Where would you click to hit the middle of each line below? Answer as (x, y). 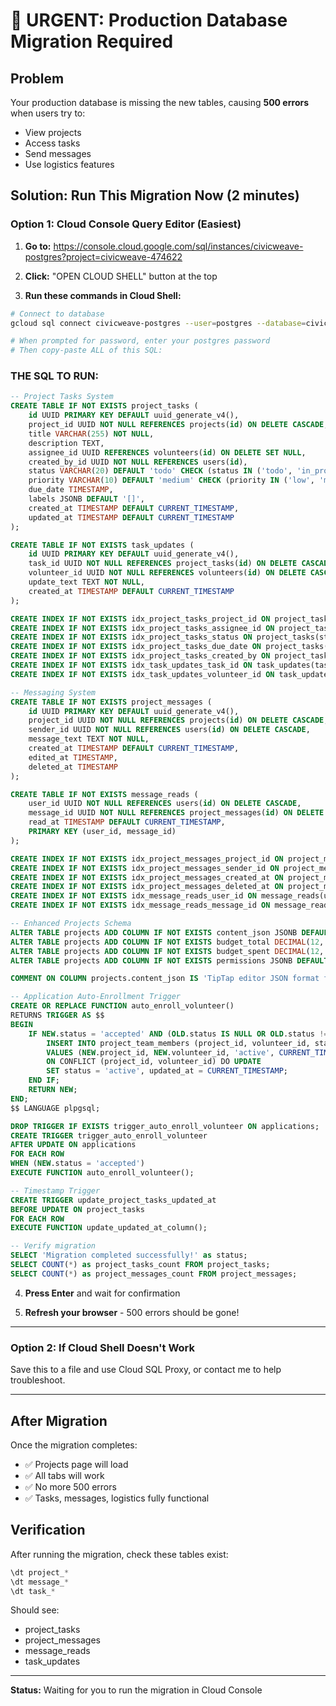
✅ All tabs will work (64, 1475)
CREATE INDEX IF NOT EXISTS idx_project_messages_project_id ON (147, 859)
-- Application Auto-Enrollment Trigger (96, 997)
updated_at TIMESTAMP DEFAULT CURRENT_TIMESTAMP (131, 517)
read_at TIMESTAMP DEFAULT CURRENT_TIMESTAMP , (127, 822)
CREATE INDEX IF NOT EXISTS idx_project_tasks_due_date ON (136, 647)
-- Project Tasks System (62, 397)
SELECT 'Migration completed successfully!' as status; (129, 1255)
